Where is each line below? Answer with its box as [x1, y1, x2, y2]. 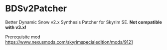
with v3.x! [5, 24, 26, 30]
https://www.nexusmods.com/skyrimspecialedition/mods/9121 [5, 39, 133, 45]
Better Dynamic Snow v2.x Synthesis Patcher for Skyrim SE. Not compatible [5, 19, 162, 25]
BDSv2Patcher [5, 3, 67, 14]
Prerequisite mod [5, 34, 41, 40]
